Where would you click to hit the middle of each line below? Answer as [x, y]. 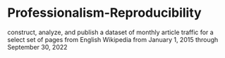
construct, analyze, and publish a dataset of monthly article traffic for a [110, 32]
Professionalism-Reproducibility [105, 13]
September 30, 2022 [38, 47]
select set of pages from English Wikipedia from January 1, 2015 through [113, 39]
